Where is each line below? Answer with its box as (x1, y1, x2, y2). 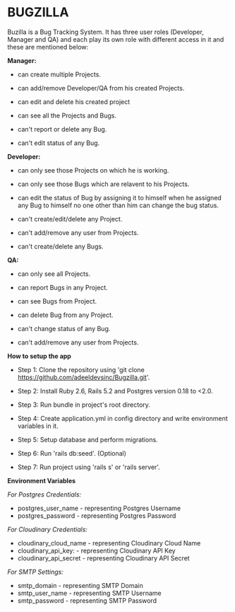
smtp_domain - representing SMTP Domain (17, 581, 143, 589)
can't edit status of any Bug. (17, 139, 100, 147)
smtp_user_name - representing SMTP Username (17, 589, 162, 597)
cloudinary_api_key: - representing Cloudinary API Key (17, 546, 176, 555)
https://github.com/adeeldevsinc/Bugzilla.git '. (17, 373, 150, 381)
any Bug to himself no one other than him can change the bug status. (17, 201, 219, 209)
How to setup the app (7, 352, 72, 360)
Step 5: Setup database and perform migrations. (17, 435, 158, 444)
